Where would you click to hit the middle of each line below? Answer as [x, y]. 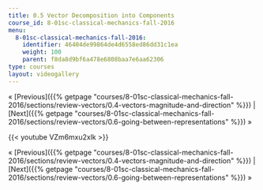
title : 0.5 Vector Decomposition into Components [92, 15]
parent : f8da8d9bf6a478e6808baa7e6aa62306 [93, 60]
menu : [17, 30]
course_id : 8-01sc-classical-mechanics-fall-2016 [92, 23]
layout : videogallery [44, 74]
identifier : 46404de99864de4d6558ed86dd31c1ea [100, 45]
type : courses [32, 67]
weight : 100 [42, 52]
